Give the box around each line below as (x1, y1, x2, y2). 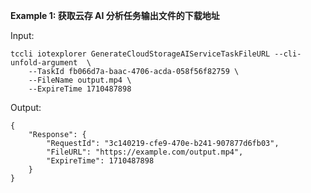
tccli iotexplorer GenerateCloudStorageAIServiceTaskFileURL (10, 49, 271, 59)
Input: (10, 30, 35, 41)
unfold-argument (10, 58, 78, 68)
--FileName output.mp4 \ (28, 75, 132, 85)
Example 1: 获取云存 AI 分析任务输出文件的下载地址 (10, 10, 220, 21)
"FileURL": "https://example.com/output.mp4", (46, 147, 244, 157)
